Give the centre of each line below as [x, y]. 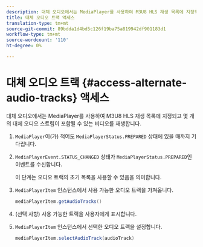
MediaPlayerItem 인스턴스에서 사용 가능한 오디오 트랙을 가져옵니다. [94, 190]
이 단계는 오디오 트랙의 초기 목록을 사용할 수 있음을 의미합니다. [88, 177]
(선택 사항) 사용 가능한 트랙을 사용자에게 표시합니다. [76, 214]
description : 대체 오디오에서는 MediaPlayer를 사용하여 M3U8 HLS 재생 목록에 [95, 12]
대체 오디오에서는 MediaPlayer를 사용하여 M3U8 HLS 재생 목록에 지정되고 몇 [97, 116]
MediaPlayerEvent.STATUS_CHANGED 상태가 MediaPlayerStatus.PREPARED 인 [103, 156]
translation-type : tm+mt [37, 23]
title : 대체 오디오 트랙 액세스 [40, 18]
